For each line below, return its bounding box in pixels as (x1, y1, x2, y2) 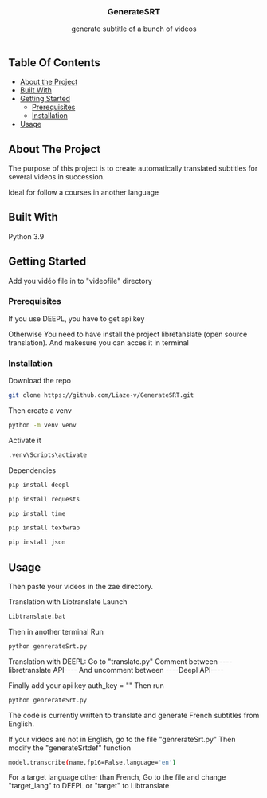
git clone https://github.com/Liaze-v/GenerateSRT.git (8, 391, 194, 399)
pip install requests (8, 495, 80, 503)
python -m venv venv (8, 421, 77, 430)
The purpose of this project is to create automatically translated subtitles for (8, 163, 258, 173)
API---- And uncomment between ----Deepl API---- (53, 665, 225, 674)
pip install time (8, 509, 66, 517)
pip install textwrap (8, 524, 80, 532)
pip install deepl (8, 481, 69, 489)
